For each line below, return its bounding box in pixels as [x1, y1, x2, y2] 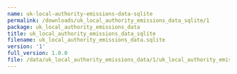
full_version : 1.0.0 [7, 50, 68, 57]
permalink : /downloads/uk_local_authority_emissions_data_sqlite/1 [7, 17, 210, 24]
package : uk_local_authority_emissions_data [7, 23, 140, 30]
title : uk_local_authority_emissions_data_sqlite [7, 30, 157, 37]
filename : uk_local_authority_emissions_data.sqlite [7, 37, 166, 44]
